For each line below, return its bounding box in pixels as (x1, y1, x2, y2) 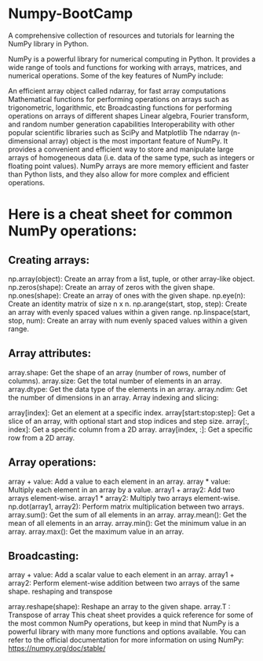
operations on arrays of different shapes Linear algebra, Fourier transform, (8, 111, 250, 120)
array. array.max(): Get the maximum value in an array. (8, 527, 184, 536)
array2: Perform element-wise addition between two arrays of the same (8, 579, 240, 588)
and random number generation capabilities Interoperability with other (8, 119, 236, 129)
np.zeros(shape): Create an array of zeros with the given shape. (8, 282, 215, 291)
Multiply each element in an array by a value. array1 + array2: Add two (8, 484, 236, 495)
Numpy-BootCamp (8, 5, 133, 23)
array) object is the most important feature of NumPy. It (49, 136, 228, 145)
